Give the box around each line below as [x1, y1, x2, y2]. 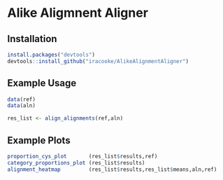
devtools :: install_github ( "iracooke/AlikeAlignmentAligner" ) [7, 57, 189, 64]
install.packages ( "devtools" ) [7, 51, 96, 58]
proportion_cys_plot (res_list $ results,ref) [7, 153, 158, 160]
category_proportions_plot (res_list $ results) [7, 159, 145, 166]
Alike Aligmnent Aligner [7, 5, 149, 21]
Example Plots [7, 134, 71, 146]
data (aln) [7, 102, 36, 109]
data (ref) [7, 96, 36, 103]
